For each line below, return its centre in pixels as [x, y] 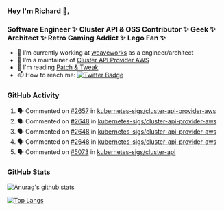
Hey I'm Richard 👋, [38, 11]
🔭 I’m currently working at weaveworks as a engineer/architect [105, 53]
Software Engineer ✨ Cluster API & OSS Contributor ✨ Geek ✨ [111, 29]
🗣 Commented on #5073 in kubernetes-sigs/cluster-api [96, 152]
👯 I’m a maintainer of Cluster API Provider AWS [83, 60]
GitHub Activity [33, 95]
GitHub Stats [29, 172]
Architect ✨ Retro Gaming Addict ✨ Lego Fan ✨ [87, 38]
